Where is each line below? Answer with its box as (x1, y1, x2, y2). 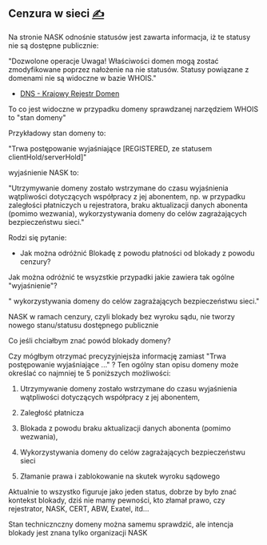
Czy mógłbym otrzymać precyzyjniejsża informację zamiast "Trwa (8, 351, 226, 361)
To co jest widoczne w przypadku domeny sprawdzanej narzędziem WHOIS (8, 104, 258, 114)
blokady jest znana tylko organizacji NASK (8, 527, 148, 537)
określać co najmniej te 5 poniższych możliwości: (8, 368, 171, 378)
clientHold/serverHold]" (8, 152, 87, 162)
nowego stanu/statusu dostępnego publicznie (8, 320, 159, 330)
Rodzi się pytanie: (8, 232, 67, 242)
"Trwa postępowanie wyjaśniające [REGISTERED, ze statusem (8, 143, 213, 153)
